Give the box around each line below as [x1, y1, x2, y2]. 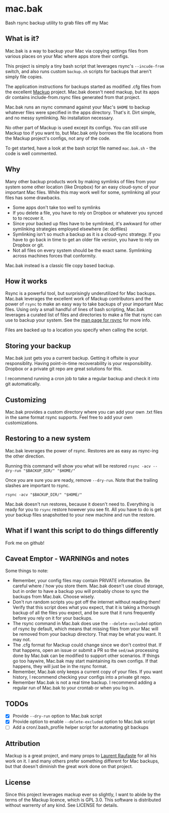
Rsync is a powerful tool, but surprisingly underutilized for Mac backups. [5, 290, 156, 296]
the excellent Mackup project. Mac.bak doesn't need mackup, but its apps [5, 89, 160, 95]
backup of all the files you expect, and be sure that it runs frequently [12, 609, 155, 616]
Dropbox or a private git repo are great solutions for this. [5, 366, 123, 372]
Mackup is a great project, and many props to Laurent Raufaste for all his [5, 753, 157, 759]
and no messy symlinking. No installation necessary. [5, 115, 115, 121]
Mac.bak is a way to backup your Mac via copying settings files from [5, 47, 148, 54]
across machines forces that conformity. [12, 252, 97, 259]
